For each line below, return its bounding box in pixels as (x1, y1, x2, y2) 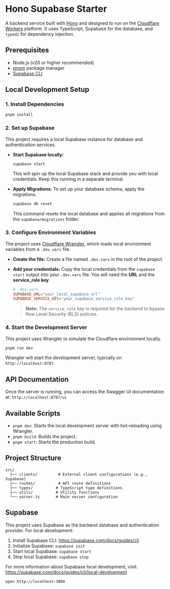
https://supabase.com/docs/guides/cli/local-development (5, 569, 127, 575)
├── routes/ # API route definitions (10, 481, 111, 486)
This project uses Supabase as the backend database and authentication (5, 522, 159, 528)
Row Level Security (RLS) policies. (25, 311, 98, 317)
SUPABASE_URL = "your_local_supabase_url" (12, 291, 100, 297)
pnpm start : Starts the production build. (12, 439, 96, 445)
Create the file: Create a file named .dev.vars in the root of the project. (12, 256, 164, 262)
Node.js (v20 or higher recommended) (12, 60, 94, 66)
